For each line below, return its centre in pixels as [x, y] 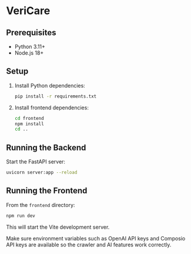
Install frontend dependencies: [52, 108]
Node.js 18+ [29, 53]
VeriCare [28, 11]
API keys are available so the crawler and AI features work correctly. [89, 245]
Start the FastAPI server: [36, 162]
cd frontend [29, 118]
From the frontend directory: [41, 205]
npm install [29, 124]
